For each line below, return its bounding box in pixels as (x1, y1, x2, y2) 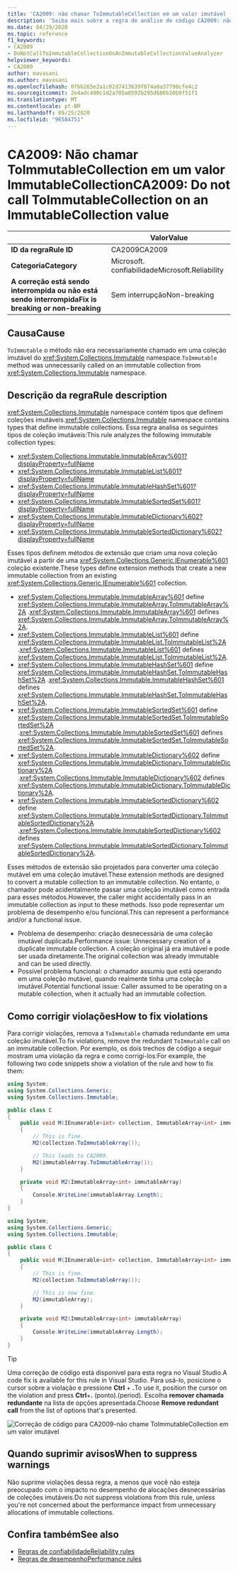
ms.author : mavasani (7, 76, 69, 84)
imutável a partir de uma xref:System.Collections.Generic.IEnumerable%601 (7, 556, 229, 565)
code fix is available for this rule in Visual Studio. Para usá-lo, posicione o (7, 1376, 222, 1384)
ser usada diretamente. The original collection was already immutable (17, 952, 220, 960)
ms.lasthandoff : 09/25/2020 (7, 109, 91, 116)
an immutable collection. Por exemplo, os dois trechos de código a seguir (7, 1044, 222, 1053)
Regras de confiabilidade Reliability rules (17, 1547, 135, 1556)
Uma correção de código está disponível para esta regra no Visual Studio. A (7, 1368, 227, 1377)
